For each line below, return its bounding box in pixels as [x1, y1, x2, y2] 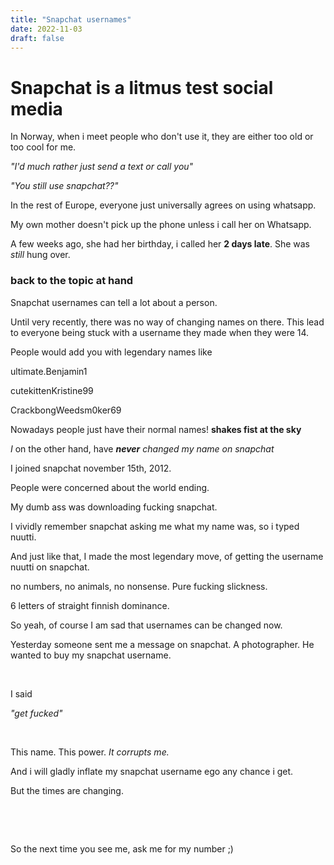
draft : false [10, 33, 65, 43]
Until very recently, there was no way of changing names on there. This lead [10, 316, 325, 328]
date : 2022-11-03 [10, 24, 83, 34]
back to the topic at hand [10, 274, 134, 288]
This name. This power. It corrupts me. [10, 746, 170, 758]
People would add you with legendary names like [10, 346, 213, 358]
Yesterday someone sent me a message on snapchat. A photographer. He [10, 638, 315, 650]
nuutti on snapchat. [10, 561, 90, 573]
